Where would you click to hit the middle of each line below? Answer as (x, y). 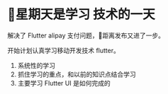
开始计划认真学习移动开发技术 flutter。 (64, 50)
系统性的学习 (36, 65)
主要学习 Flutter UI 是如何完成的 (64, 83)
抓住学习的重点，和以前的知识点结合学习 (77, 74)
